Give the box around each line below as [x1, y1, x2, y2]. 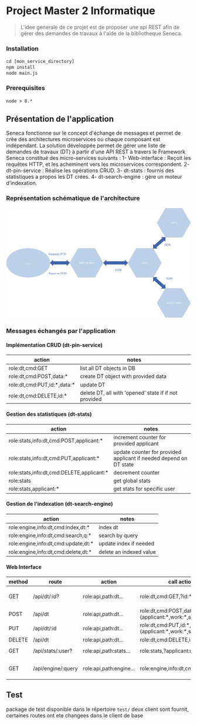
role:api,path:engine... [83, 665, 135, 672]
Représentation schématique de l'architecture [6, 194, 140, 202]
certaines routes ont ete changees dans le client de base [6, 711, 144, 719]
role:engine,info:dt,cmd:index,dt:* [8, 523, 90, 530]
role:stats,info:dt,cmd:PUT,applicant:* [8, 455, 100, 462]
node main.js [6, 71, 38, 76]
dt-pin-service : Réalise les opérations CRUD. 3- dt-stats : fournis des [6, 167, 175, 174]
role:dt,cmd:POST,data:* [8, 373, 69, 380]
